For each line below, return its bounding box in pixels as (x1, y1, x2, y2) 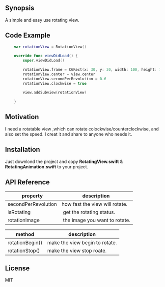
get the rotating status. (63, 209, 115, 216)
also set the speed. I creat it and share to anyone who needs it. (5, 131, 133, 137)
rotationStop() (7, 247, 40, 254)
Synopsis (5, 4, 34, 12)
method (15, 231, 34, 238)
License (5, 264, 30, 272)
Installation (5, 145, 40, 154)
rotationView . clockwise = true (23, 81, 87, 86)
